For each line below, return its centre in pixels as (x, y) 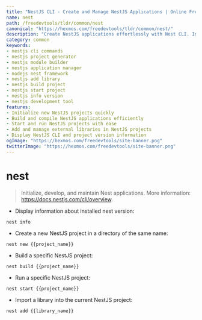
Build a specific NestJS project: (54, 255)
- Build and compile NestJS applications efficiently (75, 118)
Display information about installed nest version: (75, 211)
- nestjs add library (33, 79)
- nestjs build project (36, 85)
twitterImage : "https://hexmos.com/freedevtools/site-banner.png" (91, 146)
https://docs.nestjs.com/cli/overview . (67, 199)
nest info (19, 222)
